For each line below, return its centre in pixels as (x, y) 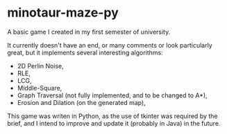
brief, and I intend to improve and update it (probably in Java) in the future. (114, 123)
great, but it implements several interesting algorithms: (85, 52)
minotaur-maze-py (63, 13)
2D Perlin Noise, (40, 66)
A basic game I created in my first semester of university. (89, 32)
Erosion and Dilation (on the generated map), (81, 102)
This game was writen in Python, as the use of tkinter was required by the (112, 116)
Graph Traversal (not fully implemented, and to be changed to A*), (112, 95)
